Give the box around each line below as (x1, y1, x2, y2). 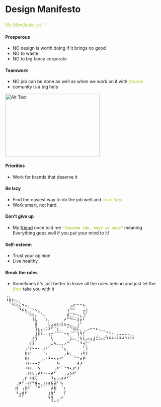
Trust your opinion (12, 253, 51, 259)
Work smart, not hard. (12, 202, 58, 208)
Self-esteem (5, 241, 32, 248)
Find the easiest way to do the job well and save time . (12, 196, 124, 202)
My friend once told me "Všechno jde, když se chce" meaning (12, 224, 142, 230)
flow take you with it (12, 286, 54, 292)
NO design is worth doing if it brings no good (12, 45, 106, 51)
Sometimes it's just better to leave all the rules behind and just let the (12, 281, 156, 287)
